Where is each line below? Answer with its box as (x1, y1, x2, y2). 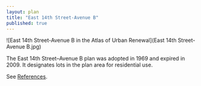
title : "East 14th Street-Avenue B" (6, 15, 99, 21)
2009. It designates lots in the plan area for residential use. (6, 61, 153, 68)
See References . (6, 73, 48, 81)
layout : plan (6, 8, 39, 15)
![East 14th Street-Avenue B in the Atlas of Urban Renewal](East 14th (6, 37, 177, 44)
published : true (6, 20, 47, 26)
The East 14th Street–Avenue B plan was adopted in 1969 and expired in (6, 55, 185, 62)
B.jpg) (26, 43, 41, 50)
